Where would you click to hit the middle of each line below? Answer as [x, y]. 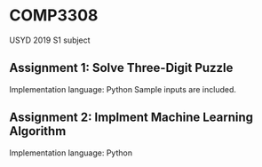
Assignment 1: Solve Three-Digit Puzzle [121, 68]
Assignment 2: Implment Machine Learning [131, 118]
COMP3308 [54, 16]
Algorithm [38, 131]
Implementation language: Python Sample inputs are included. [123, 89]
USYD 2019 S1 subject [50, 40]
